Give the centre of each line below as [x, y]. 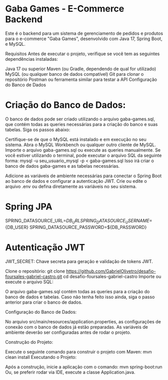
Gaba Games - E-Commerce [65, 9]
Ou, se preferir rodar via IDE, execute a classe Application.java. [70, 372]
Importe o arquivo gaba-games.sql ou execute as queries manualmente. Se [83, 150]
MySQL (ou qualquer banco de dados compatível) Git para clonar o [74, 74]
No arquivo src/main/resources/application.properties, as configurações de [83, 321]
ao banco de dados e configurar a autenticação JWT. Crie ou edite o [76, 181]
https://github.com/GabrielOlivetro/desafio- [111, 271]
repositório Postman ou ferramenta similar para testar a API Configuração [81, 79]
